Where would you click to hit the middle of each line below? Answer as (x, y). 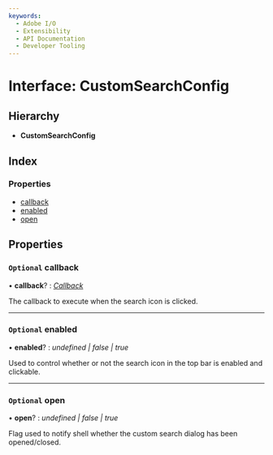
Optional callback (44, 268)
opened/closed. (35, 442)
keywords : (25, 16)
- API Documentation (50, 39)
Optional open (37, 400)
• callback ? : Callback (46, 285)
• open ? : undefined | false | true (63, 418)
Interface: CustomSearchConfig (119, 86)
